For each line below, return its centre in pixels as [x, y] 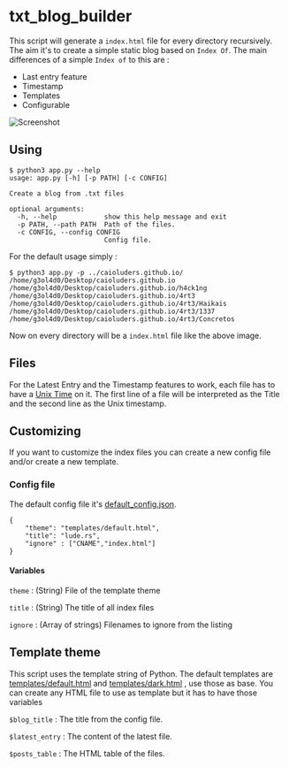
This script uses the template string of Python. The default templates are [141, 673]
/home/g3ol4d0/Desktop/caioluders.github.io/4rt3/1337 [112, 311]
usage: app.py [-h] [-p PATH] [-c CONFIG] [88, 178]
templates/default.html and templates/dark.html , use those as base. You [141, 683]
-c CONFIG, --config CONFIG [69, 232]
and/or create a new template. [64, 462]
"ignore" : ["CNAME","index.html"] [91, 543]
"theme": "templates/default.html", [93, 528]
